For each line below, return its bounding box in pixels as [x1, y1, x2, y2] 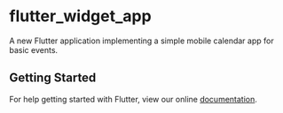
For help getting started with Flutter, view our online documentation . [9, 94, 257, 104]
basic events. [9, 44, 59, 55]
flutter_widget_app [9, 6, 153, 26]
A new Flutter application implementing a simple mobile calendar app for [9, 35, 274, 46]
